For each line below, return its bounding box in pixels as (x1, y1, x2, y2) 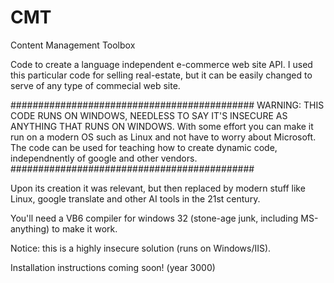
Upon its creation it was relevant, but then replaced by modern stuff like (10, 182, 306, 194)
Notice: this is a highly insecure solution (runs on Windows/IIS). (10, 242, 272, 254)
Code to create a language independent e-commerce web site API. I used (10, 58, 313, 70)
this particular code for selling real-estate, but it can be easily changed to (10, 69, 313, 81)
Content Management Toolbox (10, 39, 136, 51)
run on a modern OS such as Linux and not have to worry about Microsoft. (10, 131, 317, 143)
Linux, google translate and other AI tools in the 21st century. (10, 192, 261, 205)
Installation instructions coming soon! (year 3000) (10, 261, 216, 273)
